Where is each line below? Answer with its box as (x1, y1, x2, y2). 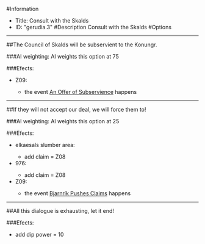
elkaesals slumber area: (15, 142, 75, 148)
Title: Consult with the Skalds (15, 17, 89, 24)
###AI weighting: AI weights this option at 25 (6, 118, 120, 124)
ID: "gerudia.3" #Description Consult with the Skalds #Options (15, 24, 172, 30)
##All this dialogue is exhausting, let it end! (6, 207, 115, 214)
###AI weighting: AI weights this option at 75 (6, 53, 119, 60)
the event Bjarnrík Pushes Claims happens (24, 190, 131, 197)
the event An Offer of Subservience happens (24, 88, 137, 95)
